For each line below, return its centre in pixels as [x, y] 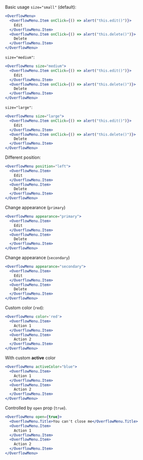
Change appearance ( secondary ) [37, 258]
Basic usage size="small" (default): [41, 7]
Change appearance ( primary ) [35, 208]
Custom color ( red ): [25, 308]
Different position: [23, 157]
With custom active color [30, 358]
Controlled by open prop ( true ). [36, 408]
